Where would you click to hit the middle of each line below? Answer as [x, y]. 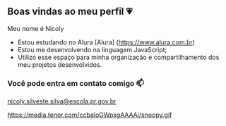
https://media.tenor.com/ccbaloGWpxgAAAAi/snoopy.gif [90, 115]
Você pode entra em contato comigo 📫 [76, 83]
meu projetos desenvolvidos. [60, 64]
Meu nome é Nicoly [36, 28]
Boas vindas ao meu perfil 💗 [70, 12]
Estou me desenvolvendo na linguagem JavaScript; [92, 49]
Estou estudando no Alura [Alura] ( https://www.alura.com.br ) [106, 42]
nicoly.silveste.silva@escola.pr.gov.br [62, 101]
